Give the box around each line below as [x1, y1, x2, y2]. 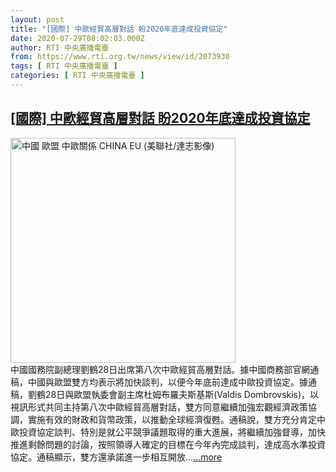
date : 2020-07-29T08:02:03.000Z [10, 33, 145, 43]
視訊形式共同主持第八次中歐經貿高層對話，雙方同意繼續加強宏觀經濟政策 [10, 401, 308, 413]
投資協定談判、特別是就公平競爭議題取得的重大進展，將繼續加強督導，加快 [18, 426, 326, 438]
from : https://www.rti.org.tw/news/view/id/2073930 [10, 52, 230, 62]
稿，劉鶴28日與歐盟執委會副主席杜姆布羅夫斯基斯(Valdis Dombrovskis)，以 [10, 388, 320, 400]
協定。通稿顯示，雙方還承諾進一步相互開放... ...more [10, 451, 223, 463]
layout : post [10, 14, 65, 25]
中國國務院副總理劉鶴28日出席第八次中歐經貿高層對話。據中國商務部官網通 [10, 363, 320, 375]
